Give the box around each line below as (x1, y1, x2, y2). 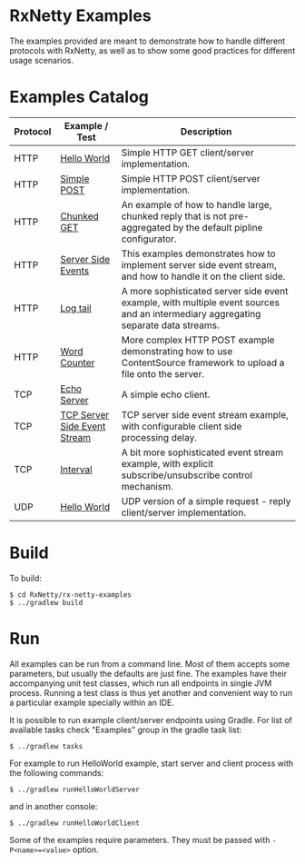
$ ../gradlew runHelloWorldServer (9, 785, 141, 794)
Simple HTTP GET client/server (121, 146, 254, 159)
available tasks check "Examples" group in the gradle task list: (9, 724, 242, 735)
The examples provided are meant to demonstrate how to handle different (9, 35, 286, 46)
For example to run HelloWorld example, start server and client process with (9, 758, 294, 769)
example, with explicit (121, 457, 213, 470)
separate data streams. (121, 319, 220, 332)
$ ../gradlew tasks (9, 741, 84, 750)
